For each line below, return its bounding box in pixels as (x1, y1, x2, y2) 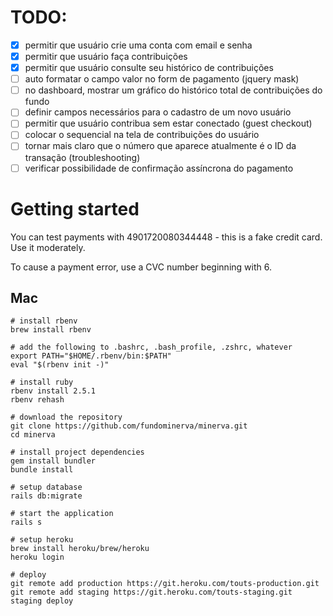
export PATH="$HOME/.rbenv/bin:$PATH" (10, 351, 172, 361)
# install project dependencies (10, 447, 145, 458)
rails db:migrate (10, 491, 83, 501)
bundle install (10, 465, 74, 475)
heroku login (10, 552, 65, 563)
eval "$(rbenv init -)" (10, 360, 110, 370)
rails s (10, 517, 43, 528)
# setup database (10, 482, 83, 493)
